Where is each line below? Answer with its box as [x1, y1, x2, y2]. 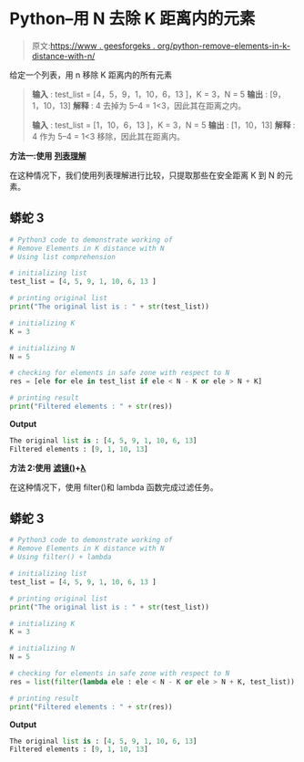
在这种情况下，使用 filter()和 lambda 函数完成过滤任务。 [9, 481, 218, 493]
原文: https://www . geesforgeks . [31, 40, 156, 51]
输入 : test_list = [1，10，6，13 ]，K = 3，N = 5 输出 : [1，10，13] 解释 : [31, 120, 296, 130]
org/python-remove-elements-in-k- [157, 40, 291, 51]
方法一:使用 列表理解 [9, 150, 86, 161]
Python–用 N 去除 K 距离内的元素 [9, 8, 256, 29]
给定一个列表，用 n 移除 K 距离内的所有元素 [9, 69, 173, 80]
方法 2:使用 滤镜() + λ [9, 462, 86, 473]
